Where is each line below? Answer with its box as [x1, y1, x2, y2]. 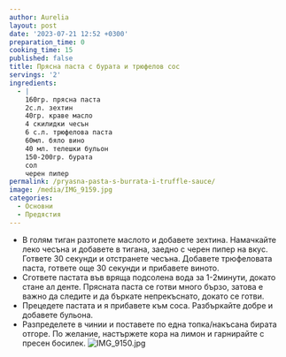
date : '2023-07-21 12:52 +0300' [9, 29, 128, 38]
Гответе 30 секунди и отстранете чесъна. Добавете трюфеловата [21, 253, 273, 263]
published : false [9, 54, 73, 63]
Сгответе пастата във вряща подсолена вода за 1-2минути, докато [21, 271, 276, 283]
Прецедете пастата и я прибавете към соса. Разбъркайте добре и [21, 300, 274, 310]
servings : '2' [9, 71, 62, 80]
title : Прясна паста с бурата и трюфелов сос [9, 63, 180, 72]
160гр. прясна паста [25, 95, 101, 104]
